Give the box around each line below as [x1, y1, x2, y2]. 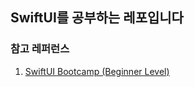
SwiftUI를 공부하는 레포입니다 [10, 9, 184, 27]
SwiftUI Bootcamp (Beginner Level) [24, 65, 170, 77]
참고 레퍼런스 [10, 42, 70, 56]
